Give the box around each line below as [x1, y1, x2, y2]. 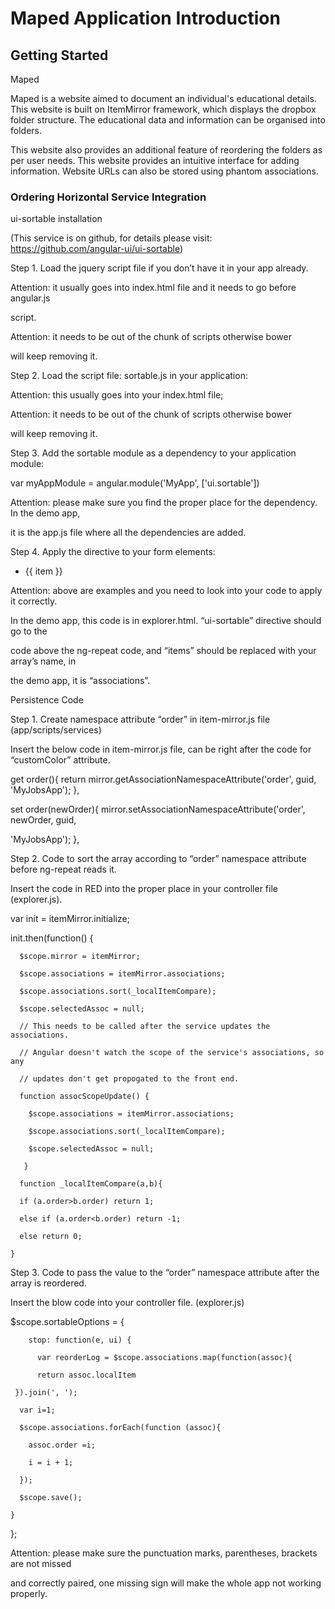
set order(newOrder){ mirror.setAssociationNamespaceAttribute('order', [10, 803, 306, 816]
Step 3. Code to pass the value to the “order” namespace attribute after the [10, 1267, 320, 1279]
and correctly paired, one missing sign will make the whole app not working [10, 1577, 322, 1589]
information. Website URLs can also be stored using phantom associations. [10, 165, 319, 177]
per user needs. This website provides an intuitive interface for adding [10, 155, 300, 166]
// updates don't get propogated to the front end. [19, 1074, 240, 1084]
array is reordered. [10, 1277, 87, 1289]
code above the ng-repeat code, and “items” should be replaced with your [10, 645, 317, 657]
